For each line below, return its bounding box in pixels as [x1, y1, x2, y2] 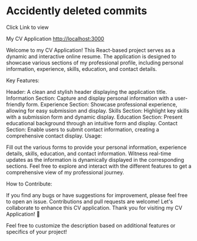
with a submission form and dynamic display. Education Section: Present [6, 113, 183, 120]
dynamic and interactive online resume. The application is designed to [6, 53, 177, 60]
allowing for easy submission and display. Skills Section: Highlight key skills [6, 107, 190, 114]
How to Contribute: [6, 180, 52, 187]
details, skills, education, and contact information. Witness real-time [6, 149, 172, 157]
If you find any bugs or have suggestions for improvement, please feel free [6, 191, 188, 198]
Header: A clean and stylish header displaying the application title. [6, 88, 167, 95]
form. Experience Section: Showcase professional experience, [26, 100, 178, 108]
